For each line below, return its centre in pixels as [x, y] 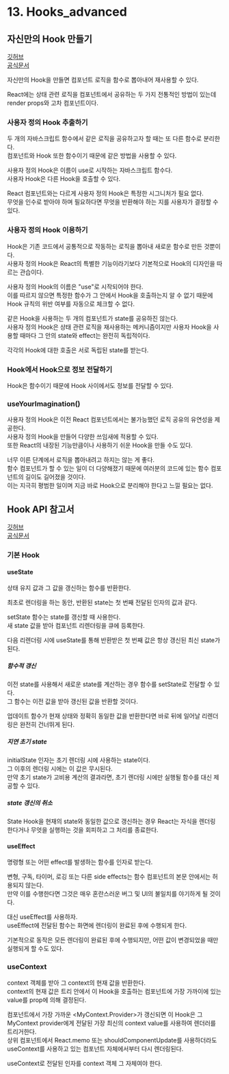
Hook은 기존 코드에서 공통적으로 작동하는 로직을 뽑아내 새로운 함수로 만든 [105, 246]
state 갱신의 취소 [30, 803]
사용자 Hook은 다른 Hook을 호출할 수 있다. [64, 179]
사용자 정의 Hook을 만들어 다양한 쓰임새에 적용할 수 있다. [83, 437]
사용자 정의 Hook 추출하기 [48, 122]
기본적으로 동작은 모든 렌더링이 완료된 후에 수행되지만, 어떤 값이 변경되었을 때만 [113, 940]
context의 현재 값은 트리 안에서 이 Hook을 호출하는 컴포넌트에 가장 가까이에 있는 [114, 991]
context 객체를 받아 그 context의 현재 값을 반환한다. [76, 983]
